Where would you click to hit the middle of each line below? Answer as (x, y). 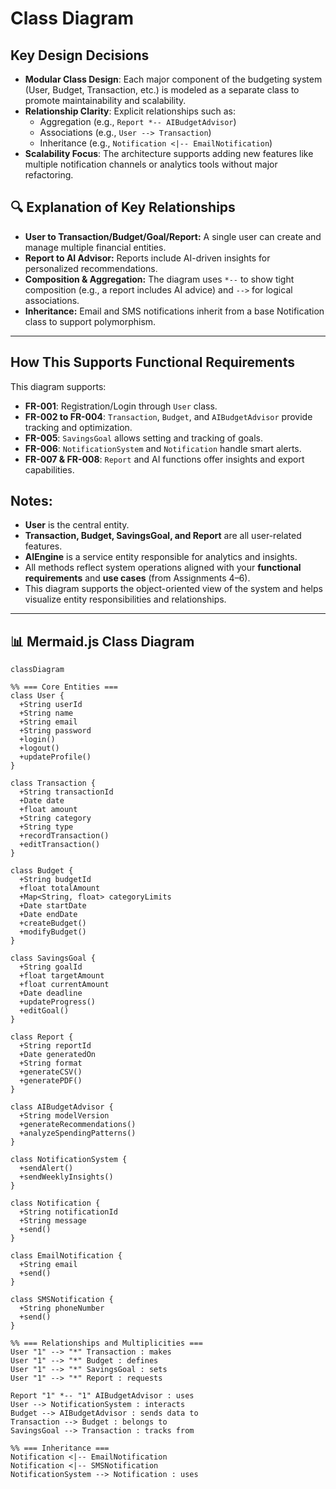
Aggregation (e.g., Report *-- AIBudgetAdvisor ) (138, 121)
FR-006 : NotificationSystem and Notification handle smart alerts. (163, 448)
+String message (53, 1221)
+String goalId (51, 967)
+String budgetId (55, 880)
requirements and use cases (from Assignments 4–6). (137, 578)
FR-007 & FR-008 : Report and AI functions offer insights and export (164, 459)
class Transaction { (53, 783)
